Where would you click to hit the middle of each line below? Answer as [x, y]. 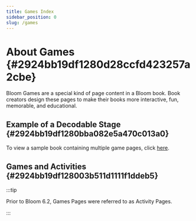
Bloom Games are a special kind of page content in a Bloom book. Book [93, 93]
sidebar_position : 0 [32, 17]
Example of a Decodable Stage [63, 124]
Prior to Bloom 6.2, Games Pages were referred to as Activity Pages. [89, 201]
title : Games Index [30, 12]
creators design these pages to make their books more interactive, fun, [92, 100]
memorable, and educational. [42, 106]
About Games [40, 52]
